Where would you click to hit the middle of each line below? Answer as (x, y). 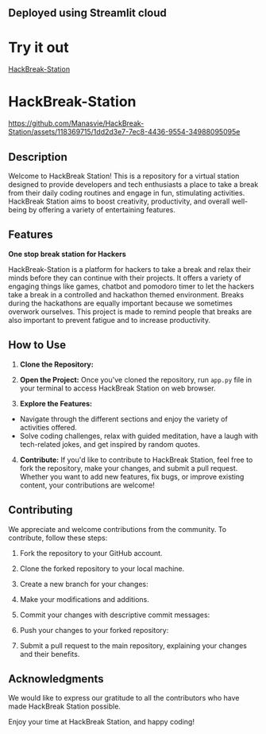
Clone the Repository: (56, 364)
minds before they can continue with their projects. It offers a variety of (125, 278)
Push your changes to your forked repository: (94, 630)
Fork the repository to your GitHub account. (91, 553)
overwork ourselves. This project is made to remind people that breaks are (130, 311)
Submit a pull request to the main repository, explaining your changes (133, 645)
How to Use (37, 345)
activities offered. (48, 427)
